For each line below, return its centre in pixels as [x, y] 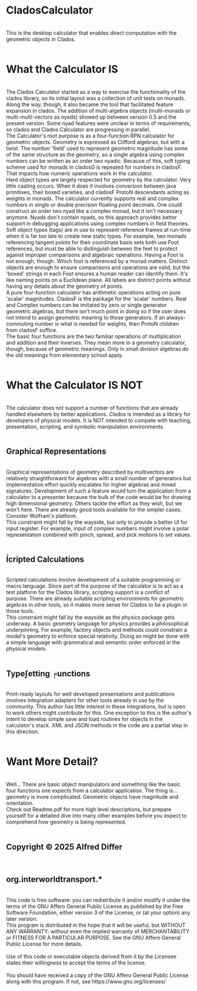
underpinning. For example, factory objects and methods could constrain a [96, 630]
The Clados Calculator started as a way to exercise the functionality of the [96, 91]
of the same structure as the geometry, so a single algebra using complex [95, 155]
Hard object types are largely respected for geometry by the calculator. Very [98, 179]
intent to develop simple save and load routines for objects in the [84, 719]
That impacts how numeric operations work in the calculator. [79, 173]
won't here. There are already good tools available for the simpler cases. [94, 509]
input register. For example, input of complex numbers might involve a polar [98, 528]
